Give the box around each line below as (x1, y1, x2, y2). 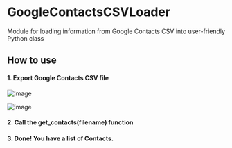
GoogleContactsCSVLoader (7, 4, 171, 20)
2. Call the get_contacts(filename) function (7, 118, 134, 127)
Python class (7, 34, 44, 42)
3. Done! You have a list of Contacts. (7, 134, 114, 142)
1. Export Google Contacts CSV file (7, 73, 109, 82)
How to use (7, 55, 57, 66)
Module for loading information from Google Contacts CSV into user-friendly (7, 27, 226, 35)
